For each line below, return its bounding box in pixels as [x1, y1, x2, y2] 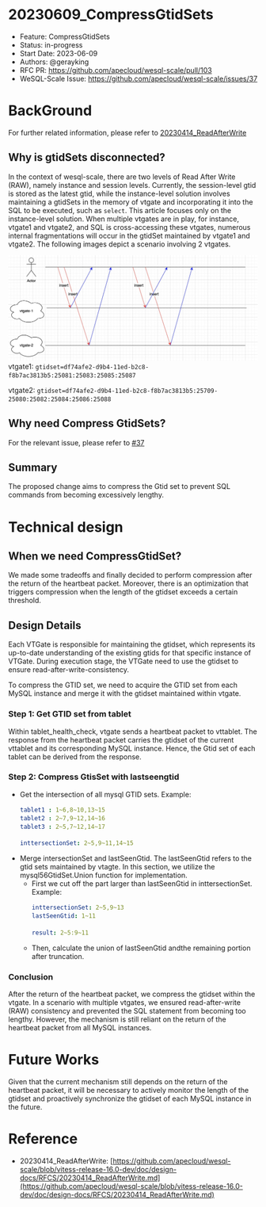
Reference [8, 1130, 78, 1148]
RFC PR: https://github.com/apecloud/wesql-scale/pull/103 [19, 65, 212, 74]
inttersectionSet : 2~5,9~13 [31, 903, 124, 912]
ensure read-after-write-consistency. [8, 665, 129, 674]
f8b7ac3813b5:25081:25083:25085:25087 [8, 371, 136, 380]
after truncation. [31, 951, 85, 961]
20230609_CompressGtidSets [8, 6, 214, 24]
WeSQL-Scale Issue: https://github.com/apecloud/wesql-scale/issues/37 [19, 74, 258, 83]
